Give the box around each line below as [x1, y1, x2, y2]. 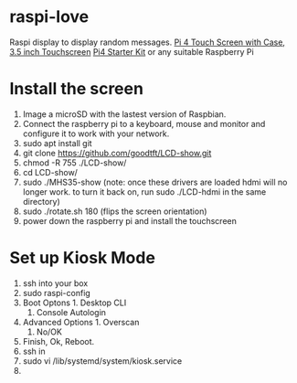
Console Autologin [36, 306, 107, 317]
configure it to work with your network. [22, 128, 170, 139]
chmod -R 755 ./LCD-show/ [22, 157, 127, 168]
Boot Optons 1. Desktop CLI [22, 297, 127, 308]
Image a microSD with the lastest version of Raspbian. [22, 108, 227, 120]
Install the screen [9, 79, 144, 100]
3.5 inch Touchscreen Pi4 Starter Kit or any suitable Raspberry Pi [9, 46, 254, 57]
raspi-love [9, 6, 90, 27]
